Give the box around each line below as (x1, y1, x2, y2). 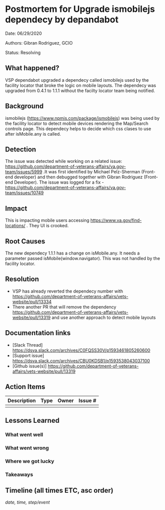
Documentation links (5, 329, 71, 337)
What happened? (5, 64, 59, 72)
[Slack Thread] (12, 342, 43, 348)
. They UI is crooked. (26, 223, 69, 229)
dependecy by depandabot (5, 14, 119, 25)
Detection (5, 145, 36, 153)
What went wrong (5, 444, 49, 451)
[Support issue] (12, 353, 45, 358)
